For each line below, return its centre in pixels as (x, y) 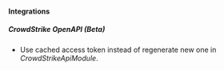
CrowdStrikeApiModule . (59, 58)
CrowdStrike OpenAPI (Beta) (57, 30)
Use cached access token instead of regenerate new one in (118, 49)
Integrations (29, 11)
